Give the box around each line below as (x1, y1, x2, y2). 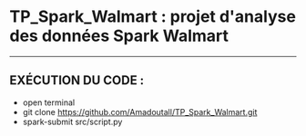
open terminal (22, 97, 76, 108)
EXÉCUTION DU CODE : (9, 73, 145, 88)
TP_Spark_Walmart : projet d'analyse (9, 6, 296, 27)
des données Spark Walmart (9, 25, 229, 46)
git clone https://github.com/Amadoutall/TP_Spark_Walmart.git (22, 106, 258, 117)
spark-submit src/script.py (22, 116, 123, 127)
